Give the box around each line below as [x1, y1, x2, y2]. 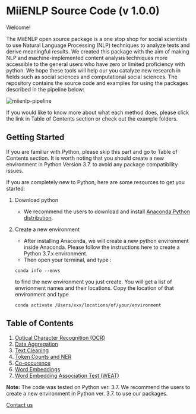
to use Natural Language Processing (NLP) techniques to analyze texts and [6, 42, 190, 49]
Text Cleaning [14, 346, 49, 354]
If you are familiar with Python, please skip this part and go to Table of [6, 148, 178, 155]
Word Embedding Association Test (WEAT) [14, 372, 120, 379]
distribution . [23, 214, 53, 221]
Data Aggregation [14, 340, 58, 347]
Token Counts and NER [14, 353, 72, 360]
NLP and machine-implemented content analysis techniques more [6, 54, 168, 61]
